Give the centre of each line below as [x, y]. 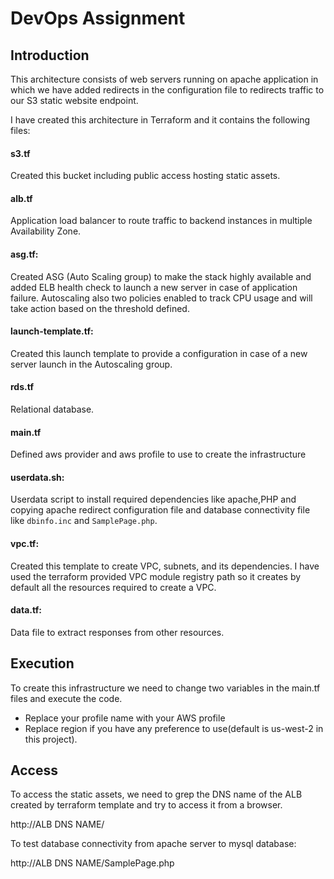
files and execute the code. [66, 698]
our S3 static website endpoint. [74, 100]
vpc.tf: [25, 544]
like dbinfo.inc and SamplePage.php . [84, 521]
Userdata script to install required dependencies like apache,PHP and [153, 499]
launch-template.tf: [52, 331]
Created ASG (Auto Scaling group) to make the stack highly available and [161, 276]
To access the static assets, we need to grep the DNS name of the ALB [156, 794]
